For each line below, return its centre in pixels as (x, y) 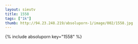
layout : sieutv (20, 9)
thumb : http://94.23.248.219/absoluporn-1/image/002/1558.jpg (69, 23)
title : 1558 (17, 14)
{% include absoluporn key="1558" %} (44, 37)
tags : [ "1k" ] (18, 18)
